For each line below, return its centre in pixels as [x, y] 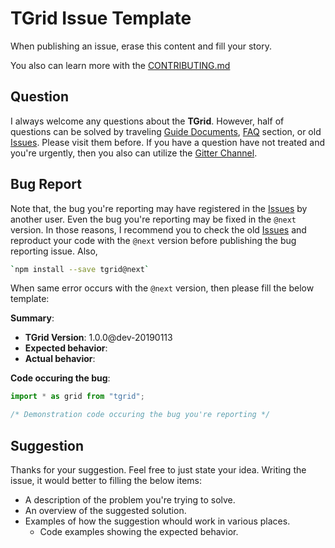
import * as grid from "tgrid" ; [77, 397]
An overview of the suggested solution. [105, 510]
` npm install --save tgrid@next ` [80, 269]
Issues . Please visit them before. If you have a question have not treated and [168, 142]
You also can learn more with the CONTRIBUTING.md [120, 65]
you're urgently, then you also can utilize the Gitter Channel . [134, 153]
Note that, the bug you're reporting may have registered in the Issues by [159, 208]
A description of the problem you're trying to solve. [130, 500]
